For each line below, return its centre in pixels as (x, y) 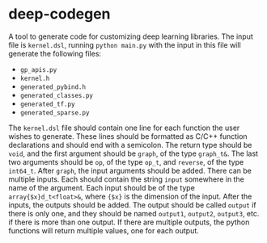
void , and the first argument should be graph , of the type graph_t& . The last (133, 153)
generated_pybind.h (53, 87)
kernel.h (35, 78)
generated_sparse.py (55, 113)
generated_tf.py (47, 104)
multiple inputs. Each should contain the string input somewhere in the (126, 179)
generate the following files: (55, 53)
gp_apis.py (38, 69)
